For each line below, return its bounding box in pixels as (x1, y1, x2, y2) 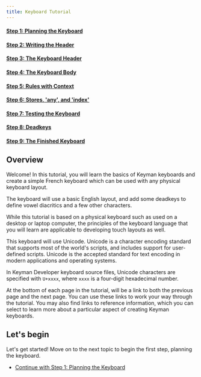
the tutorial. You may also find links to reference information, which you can (6, 299, 194, 307)
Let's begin (6, 329, 49, 340)
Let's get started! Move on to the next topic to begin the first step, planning (6, 345, 193, 352)
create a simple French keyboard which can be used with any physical (6, 177, 181, 184)
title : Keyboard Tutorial (6, 8, 71, 15)
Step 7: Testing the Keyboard (6, 109, 80, 117)
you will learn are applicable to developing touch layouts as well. (6, 226, 166, 233)
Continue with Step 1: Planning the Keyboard (14, 363, 125, 370)
